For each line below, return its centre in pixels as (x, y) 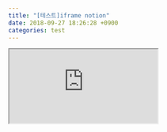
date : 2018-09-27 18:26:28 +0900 (63, 23)
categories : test (37, 30)
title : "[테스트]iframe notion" (59, 15)
